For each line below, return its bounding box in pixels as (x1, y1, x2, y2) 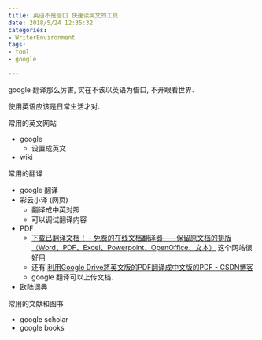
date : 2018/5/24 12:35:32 (8, 19, 93, 27)
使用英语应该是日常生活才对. (8, 102, 101, 111)
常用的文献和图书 (8, 298, 64, 308)
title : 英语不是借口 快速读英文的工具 (8, 11, 119, 20)
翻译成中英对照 (31, 205, 80, 214)
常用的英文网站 (8, 118, 57, 128)
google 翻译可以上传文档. (31, 272, 114, 282)
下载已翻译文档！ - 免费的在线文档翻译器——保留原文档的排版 (31, 233, 232, 242)
